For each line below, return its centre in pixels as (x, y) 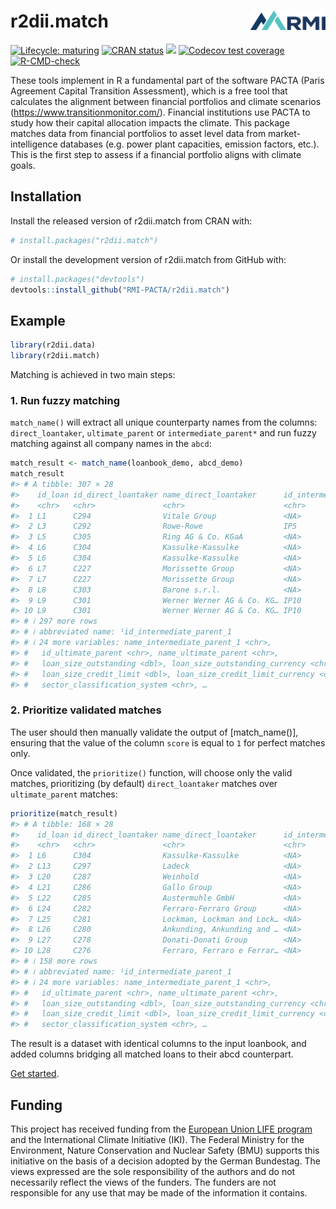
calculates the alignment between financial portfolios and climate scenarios (166, 101)
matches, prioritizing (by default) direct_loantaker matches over (144, 783)
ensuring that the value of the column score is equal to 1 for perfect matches (168, 742)
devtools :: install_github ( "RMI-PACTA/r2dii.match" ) (120, 290)
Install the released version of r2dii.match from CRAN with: (131, 221)
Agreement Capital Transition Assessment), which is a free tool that (149, 91)
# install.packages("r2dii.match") (84, 240)
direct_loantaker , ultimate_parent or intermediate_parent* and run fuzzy (163, 433)
